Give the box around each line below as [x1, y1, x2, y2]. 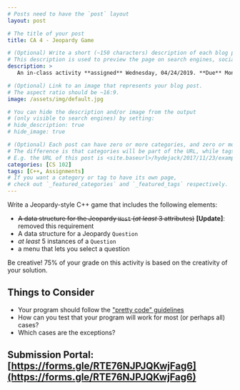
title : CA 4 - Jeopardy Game [7, 36, 94, 43]
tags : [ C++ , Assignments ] [7, 168, 84, 175]
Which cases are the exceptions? [17, 328, 116, 337]
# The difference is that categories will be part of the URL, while [7, 148, 219, 155]
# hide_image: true [7, 128, 66, 135]
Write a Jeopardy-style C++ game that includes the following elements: [7, 200, 218, 209]
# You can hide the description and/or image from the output [7, 108, 196, 116]
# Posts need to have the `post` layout [7, 10, 130, 18]
